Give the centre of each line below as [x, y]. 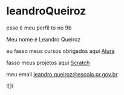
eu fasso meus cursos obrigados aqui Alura [60, 51]
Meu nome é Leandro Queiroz [43, 39]
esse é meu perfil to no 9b [39, 28]
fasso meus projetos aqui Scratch [48, 63]
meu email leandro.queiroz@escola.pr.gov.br [62, 74]
